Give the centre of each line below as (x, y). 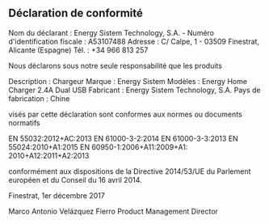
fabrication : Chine (39, 98)
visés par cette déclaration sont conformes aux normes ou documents (125, 114)
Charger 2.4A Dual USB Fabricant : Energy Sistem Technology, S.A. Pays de (134, 90)
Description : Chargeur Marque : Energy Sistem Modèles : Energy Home (128, 81)
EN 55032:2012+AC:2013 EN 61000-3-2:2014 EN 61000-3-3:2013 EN (123, 138)
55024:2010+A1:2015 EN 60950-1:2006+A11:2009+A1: (98, 147)
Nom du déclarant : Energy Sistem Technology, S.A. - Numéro (111, 32)
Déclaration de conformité (76, 13)
